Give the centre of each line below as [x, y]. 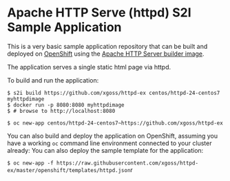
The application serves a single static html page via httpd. [89, 67]
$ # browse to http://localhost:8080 [61, 111]
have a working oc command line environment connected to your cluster [109, 143]
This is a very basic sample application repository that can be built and [107, 46]
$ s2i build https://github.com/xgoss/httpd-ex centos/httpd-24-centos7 [114, 93]
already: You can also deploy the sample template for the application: [105, 150]
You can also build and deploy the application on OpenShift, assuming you [113, 136]
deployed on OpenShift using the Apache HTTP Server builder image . [106, 54]
